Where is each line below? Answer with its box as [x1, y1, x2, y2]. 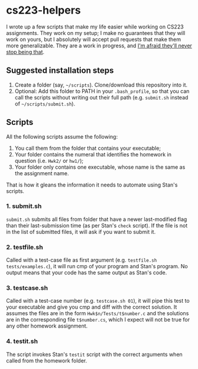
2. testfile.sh [6, 243, 43, 251]
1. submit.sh [6, 202, 42, 210]
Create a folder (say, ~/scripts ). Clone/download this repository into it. [14, 81, 188, 88]
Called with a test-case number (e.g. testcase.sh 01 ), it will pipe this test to [6, 297, 190, 304]
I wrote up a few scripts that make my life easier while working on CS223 [6, 23, 184, 30]
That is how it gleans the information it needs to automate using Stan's [6, 181, 178, 188]
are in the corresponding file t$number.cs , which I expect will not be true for [6, 316, 190, 323]
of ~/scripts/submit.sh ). [14, 100, 76, 107]
